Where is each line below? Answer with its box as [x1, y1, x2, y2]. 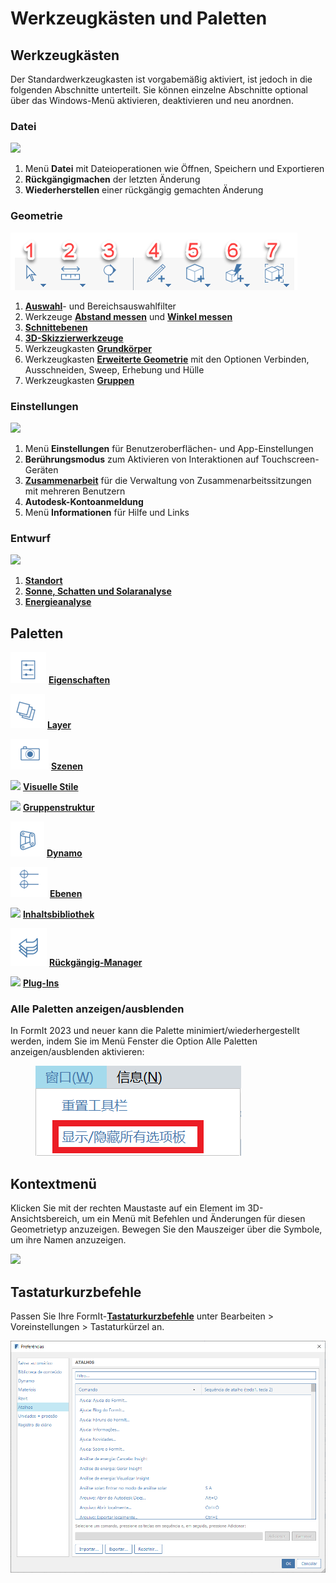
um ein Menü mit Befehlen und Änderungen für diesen [81, 1213, 306, 1225]
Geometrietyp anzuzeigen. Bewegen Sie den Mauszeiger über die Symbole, [10, 1223, 323, 1236]
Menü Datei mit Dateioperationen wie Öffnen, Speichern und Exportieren [24, 163, 325, 175]
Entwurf [10, 531, 52, 545]
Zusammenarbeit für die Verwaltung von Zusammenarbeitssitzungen [24, 474, 312, 486]
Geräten [24, 463, 59, 476]
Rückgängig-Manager [48, 957, 143, 968]
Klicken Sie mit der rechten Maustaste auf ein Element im [10, 1202, 246, 1214]
